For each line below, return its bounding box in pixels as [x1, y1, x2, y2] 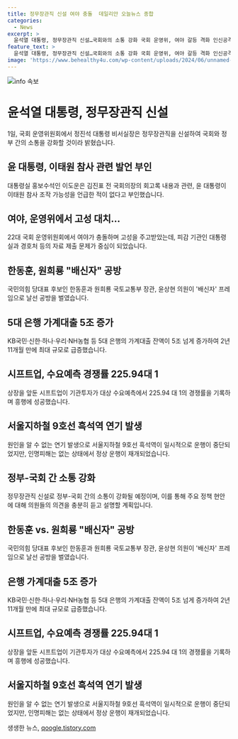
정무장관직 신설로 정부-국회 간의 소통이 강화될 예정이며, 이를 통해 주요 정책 [7, 492, 212, 500]
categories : [7, 17, 42, 24]
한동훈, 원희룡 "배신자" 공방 [7, 264, 122, 277]
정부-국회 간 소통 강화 [7, 471, 96, 483]
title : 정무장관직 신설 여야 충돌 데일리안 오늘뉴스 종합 [7, 10, 154, 18]
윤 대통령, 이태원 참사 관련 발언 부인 [7, 161, 152, 173]
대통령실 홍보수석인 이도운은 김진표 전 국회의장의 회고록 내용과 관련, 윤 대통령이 [7, 181, 227, 190]
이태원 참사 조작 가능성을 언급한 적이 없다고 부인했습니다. [7, 190, 164, 199]
